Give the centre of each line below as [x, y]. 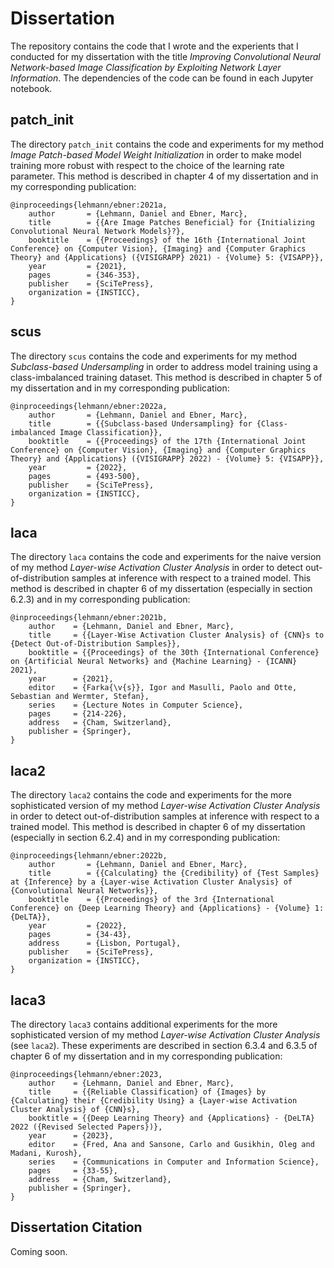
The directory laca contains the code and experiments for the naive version [166, 557]
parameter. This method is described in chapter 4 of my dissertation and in [164, 176]
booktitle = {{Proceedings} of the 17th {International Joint [167, 441]
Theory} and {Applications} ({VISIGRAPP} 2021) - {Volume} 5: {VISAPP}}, [167, 257]
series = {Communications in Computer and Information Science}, [174, 1162]
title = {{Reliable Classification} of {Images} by [147, 1092]
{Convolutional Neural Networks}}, [84, 891]
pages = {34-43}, [80, 935]
